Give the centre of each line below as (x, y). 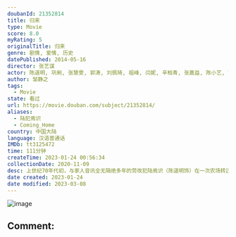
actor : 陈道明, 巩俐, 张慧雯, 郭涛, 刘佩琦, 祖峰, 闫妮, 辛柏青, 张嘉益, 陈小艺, (116, 72)
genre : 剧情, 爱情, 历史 (40, 53)
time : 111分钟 (27, 151)
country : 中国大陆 (32, 132)
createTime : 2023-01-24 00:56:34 (56, 158)
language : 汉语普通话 (36, 138)
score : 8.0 (23, 33)
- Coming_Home (34, 125)
